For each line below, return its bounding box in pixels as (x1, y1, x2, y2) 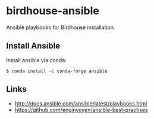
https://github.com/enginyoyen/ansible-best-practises (14, 106, 148, 113)
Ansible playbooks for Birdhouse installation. (6, 24, 115, 31)
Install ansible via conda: (6, 56, 67, 63)
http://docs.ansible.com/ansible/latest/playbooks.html (14, 99, 147, 107)
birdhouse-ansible (6, 4, 99, 18)
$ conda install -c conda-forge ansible (6, 68, 108, 74)
